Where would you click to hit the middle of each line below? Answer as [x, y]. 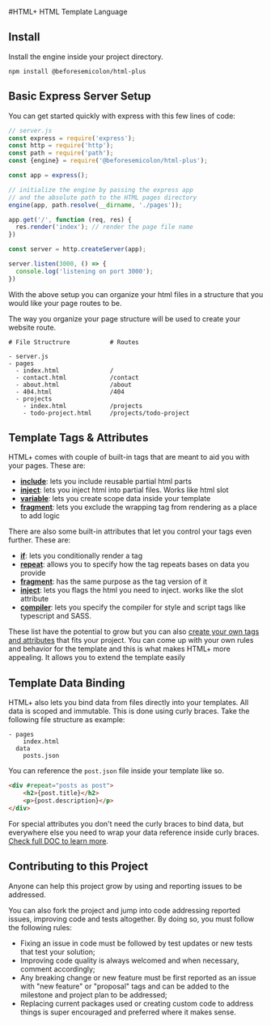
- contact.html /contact [77, 377]
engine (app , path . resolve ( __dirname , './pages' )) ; [95, 205]
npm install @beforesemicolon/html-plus [78, 71]
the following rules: [40, 927]
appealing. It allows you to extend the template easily [97, 657]
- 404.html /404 [70, 392]
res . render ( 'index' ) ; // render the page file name [105, 227]
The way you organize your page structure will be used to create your [125, 318]
